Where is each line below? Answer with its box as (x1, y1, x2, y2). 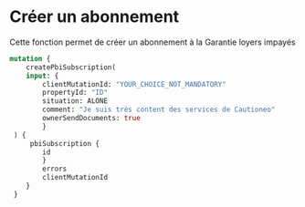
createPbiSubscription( (26, 62, 117, 72)
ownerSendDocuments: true (42, 114, 142, 123)
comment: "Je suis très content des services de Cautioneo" (42, 105, 276, 115)
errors (42, 164, 68, 174)
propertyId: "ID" (42, 88, 108, 98)
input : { (26, 71, 59, 80)
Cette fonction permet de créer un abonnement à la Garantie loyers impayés (9, 36, 296, 47)
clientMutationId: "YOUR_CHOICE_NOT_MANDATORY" (42, 79, 226, 88)
